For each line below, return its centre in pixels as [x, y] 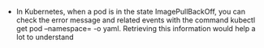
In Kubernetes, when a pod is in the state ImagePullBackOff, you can [131, 12]
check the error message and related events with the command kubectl [136, 20]
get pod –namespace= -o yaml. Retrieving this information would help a [136, 28]
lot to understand [45, 37]
